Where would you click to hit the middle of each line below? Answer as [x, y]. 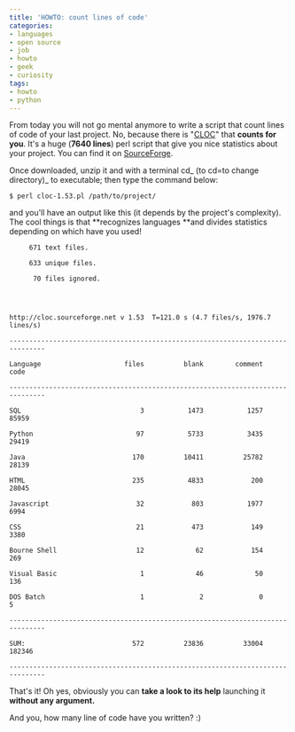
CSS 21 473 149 [136, 527]
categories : [31, 26]
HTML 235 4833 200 [136, 481]
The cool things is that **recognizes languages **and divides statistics [138, 222]
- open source [35, 42]
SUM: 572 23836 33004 [136, 644]
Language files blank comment [136, 365]
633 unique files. [63, 264]
